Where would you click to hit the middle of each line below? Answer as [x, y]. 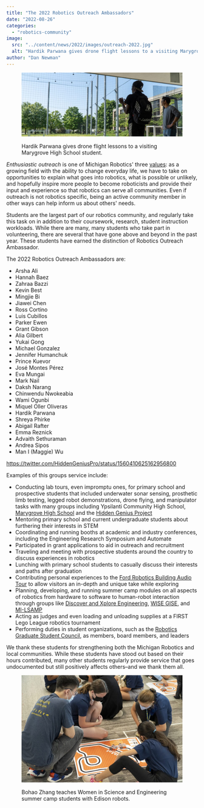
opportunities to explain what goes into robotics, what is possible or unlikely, [102, 177]
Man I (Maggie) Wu [39, 451]
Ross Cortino [31, 309]
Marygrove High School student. [62, 153]
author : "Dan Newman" [34, 58]
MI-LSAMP [29, 609]
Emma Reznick [34, 432]
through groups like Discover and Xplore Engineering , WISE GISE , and [102, 603]
